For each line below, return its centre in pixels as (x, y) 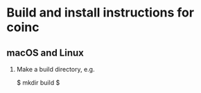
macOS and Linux (45, 53)
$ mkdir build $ (38, 83)
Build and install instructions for (101, 13)
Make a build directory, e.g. (55, 69)
